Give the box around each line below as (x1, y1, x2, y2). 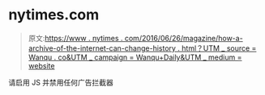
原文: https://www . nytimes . (28, 33, 123, 43)
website (28, 60, 55, 70)
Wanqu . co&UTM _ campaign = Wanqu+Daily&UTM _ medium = (28, 52, 242, 62)
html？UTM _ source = (182, 43, 257, 53)
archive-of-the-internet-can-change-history (28, 43, 177, 53)
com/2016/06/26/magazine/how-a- (124, 33, 243, 43)
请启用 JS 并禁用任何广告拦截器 (8, 77, 113, 87)
